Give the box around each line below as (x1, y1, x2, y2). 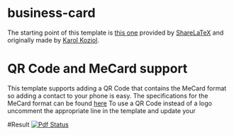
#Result (7, 120, 30, 129)
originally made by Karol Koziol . (7, 35, 99, 44)
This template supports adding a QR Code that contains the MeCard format (7, 83, 227, 93)
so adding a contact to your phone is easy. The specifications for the (7, 91, 208, 100)
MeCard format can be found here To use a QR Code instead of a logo (7, 99, 213, 107)
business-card (7, 5, 96, 21)
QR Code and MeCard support (7, 61, 188, 77)
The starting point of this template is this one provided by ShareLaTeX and (7, 28, 224, 37)
